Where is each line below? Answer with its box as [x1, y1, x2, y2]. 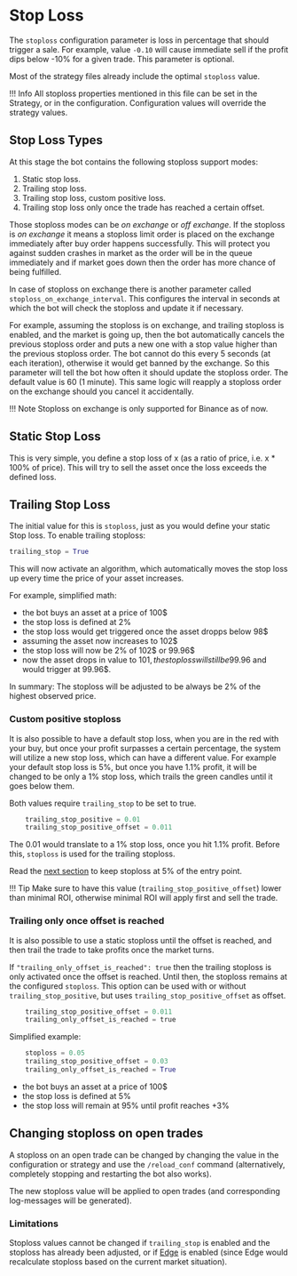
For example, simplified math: [9, 590, 117, 601]
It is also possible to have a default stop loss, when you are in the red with [9, 733, 279, 743]
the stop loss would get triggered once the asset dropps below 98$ [21, 626, 269, 637]
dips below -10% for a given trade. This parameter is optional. [9, 53, 235, 64]
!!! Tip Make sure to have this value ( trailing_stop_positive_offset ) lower [9, 883, 282, 894]
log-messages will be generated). [9, 1195, 132, 1206]
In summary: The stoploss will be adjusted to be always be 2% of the [9, 681, 262, 692]
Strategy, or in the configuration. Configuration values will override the [9, 97, 267, 108]
